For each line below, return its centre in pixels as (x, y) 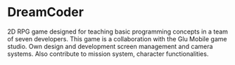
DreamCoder (46, 12)
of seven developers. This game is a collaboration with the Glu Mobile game (117, 38)
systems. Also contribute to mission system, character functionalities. (108, 54)
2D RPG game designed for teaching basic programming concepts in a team (118, 31)
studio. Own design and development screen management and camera (110, 46)
